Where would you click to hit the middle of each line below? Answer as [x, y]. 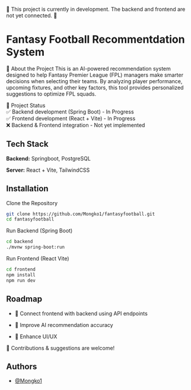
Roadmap [24, 299]
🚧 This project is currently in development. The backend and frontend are [96, 9]
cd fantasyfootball [30, 219]
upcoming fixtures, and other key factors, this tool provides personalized [95, 87]
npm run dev [21, 280]
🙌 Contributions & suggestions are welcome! [61, 348]
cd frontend [21, 270]
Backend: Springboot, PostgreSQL [48, 158]
